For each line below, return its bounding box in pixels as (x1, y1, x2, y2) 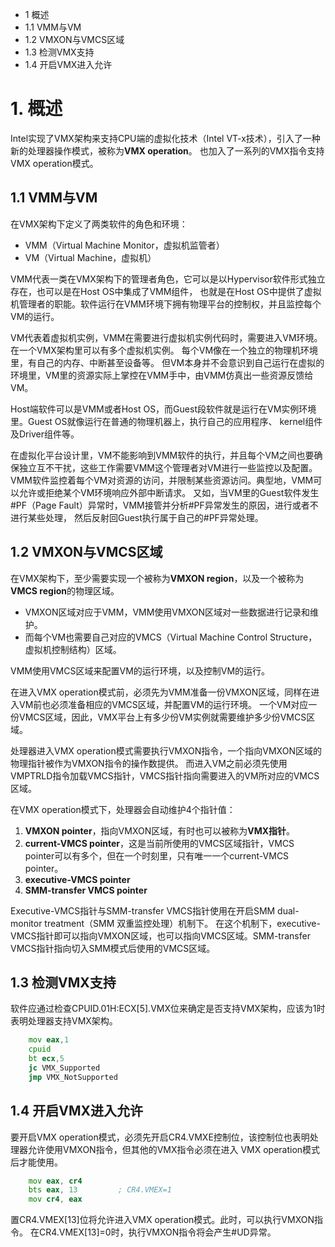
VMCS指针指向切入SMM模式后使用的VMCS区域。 (10, 942, 216, 954)
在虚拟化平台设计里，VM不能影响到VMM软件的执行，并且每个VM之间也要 (10, 449, 315, 461)
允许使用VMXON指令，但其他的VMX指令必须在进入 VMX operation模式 (27, 1143, 321, 1155)
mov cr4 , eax (28, 1194, 83, 1205)
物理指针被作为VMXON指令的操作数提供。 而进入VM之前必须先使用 (10, 757, 288, 769)
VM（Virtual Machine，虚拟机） (24, 251, 157, 263)
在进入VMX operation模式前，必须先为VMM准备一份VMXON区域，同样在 (10, 686, 312, 698)
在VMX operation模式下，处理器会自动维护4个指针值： (10, 803, 236, 815)
